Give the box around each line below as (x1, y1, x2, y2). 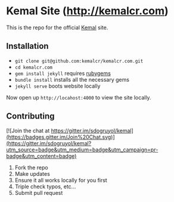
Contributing (6, 111, 55, 122)
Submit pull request (14, 189, 63, 196)
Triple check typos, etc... (14, 183, 76, 190)
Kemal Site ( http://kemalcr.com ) (6, 4, 169, 18)
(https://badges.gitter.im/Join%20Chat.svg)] (6, 133, 115, 141)
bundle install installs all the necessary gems (14, 76, 130, 83)
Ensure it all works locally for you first (14, 176, 107, 184)
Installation (6, 41, 49, 51)
